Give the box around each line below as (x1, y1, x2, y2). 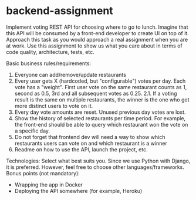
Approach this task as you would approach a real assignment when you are (6, 36, 188, 43)
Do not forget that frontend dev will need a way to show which (14, 133, 165, 140)
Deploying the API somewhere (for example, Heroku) (14, 187, 143, 194)
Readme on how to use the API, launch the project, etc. (14, 145, 148, 153)
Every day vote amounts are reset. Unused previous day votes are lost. (14, 109, 186, 116)
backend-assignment (6, 4, 113, 18)
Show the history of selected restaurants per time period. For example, (14, 114, 186, 121)
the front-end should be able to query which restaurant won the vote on (14, 121, 188, 128)
